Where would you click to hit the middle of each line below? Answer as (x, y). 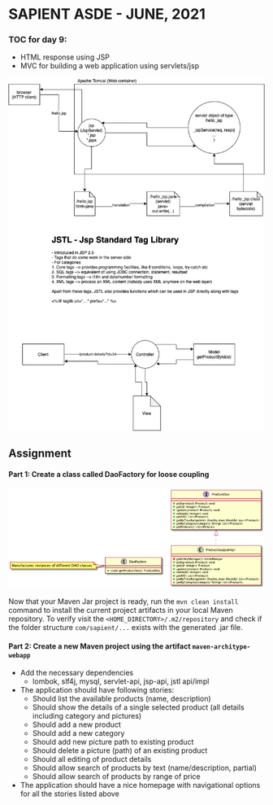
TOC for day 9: (38, 40)
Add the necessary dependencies (77, 673)
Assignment (40, 454)
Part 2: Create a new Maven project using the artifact (100, 646)
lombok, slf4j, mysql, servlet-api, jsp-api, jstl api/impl (121, 681)
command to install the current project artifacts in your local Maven (121, 610)
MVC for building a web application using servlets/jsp (110, 66)
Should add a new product (77, 724)
